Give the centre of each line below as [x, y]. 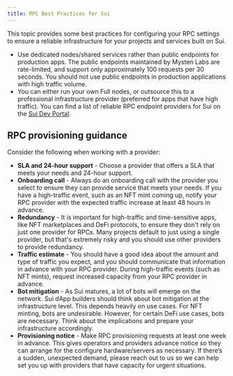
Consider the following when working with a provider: [84, 152]
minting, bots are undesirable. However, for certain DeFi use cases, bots [121, 313]
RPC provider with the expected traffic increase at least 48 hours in [114, 203]
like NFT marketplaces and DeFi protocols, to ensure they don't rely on [119, 225]
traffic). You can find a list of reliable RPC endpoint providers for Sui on [119, 106]
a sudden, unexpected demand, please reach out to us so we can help [118, 358]
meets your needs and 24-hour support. [75, 173]
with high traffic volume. [52, 84]
